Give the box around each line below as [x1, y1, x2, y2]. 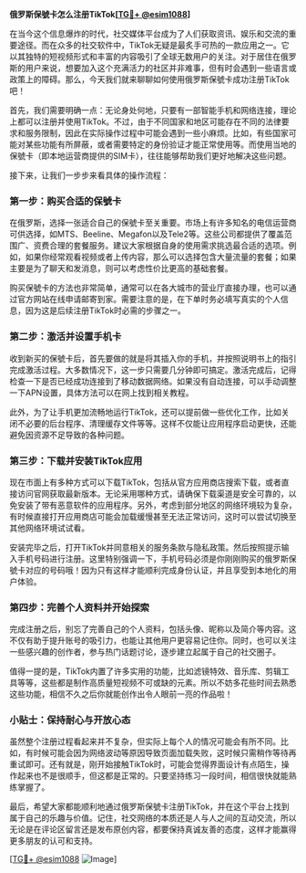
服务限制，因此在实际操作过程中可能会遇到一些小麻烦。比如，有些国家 [25, 128, 289, 138]
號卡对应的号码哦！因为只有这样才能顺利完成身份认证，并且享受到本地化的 [9, 564, 289, 575]
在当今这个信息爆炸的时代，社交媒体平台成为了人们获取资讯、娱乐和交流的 [9, 28, 289, 39]
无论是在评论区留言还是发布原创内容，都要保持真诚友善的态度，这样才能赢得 [9, 824, 297, 835]
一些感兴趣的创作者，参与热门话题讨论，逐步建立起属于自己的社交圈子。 [9, 647, 280, 657]
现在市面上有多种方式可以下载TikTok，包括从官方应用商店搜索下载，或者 [9, 477, 282, 488]
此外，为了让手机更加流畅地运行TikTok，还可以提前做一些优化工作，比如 [9, 406, 282, 417]
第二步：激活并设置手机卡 [9, 331, 122, 343]
